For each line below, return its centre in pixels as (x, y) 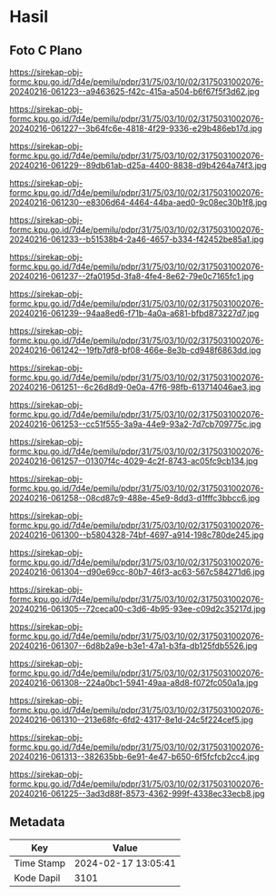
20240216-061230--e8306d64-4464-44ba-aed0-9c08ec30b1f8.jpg (138, 202)
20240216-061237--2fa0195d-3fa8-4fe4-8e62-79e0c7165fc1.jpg (132, 276)
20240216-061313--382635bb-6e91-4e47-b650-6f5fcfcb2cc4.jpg (134, 756)
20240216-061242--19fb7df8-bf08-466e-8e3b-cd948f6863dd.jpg (135, 350)
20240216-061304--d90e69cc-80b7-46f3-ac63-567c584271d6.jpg (137, 572)
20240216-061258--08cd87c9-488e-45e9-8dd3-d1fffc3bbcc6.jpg (135, 498)
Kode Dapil (37, 878)
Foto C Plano (46, 50)
